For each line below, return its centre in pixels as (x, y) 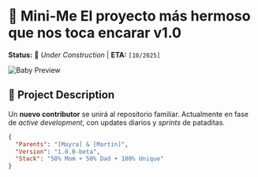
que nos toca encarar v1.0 (95, 33)
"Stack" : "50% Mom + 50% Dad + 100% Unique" (90, 159)
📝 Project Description (62, 95)
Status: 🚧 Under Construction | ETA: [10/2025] (84, 55)
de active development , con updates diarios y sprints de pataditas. (116, 122)
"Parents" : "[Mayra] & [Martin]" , (72, 144)
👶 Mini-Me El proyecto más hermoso (129, 16)
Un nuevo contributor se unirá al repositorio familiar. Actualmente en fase (129, 114)
